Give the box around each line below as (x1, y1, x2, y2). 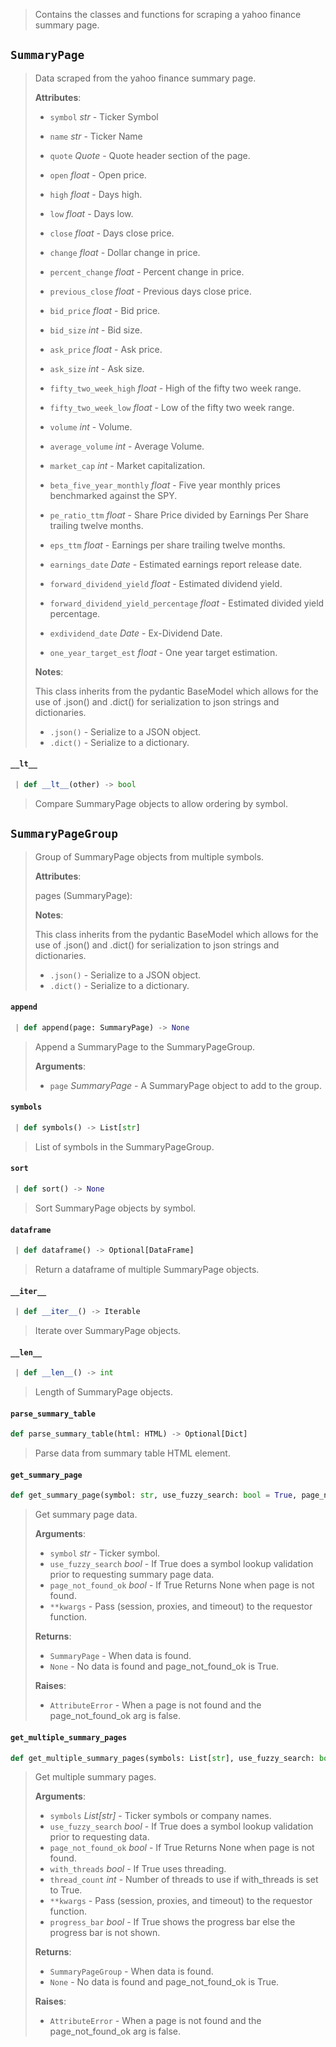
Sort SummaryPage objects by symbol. (34, 1202, 197, 1214)
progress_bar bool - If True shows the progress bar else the (49, 1916, 296, 1928)
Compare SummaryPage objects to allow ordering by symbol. (34, 797, 288, 809)
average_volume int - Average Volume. (49, 440, 205, 452)
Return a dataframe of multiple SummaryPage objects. (34, 1264, 260, 1276)
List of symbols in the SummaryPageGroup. (34, 1140, 215, 1153)
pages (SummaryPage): (34, 889, 133, 901)
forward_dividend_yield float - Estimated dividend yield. (49, 577, 283, 589)
